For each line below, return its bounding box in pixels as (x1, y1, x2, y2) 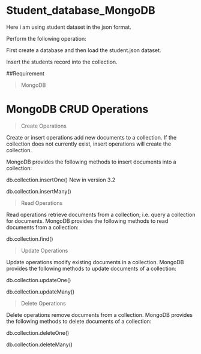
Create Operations (20, 122, 67, 129)
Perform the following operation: (6, 35, 86, 42)
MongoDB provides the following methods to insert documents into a (6, 158, 176, 165)
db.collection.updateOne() (6, 276, 71, 283)
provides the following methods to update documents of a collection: (6, 265, 176, 272)
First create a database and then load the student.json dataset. (6, 46, 161, 54)
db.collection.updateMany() (6, 288, 75, 295)
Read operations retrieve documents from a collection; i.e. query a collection (6, 211, 196, 218)
